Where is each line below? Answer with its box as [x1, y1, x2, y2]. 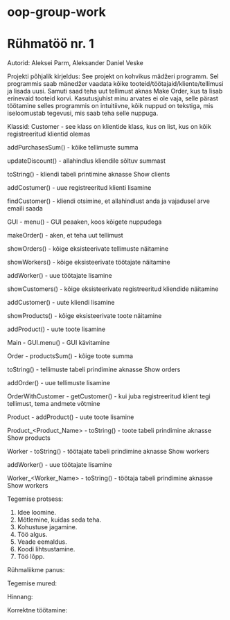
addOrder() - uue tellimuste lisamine [7, 379, 111, 387]
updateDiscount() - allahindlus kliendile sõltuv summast [7, 157, 166, 165]
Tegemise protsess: [7, 495, 64, 503]
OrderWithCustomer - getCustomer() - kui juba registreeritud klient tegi [7, 392, 211, 400]
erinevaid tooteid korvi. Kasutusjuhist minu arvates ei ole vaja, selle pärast [7, 94, 218, 103]
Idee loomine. [17, 508, 57, 517]
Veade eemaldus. [17, 538, 67, 546]
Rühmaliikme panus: [7, 566, 65, 574]
